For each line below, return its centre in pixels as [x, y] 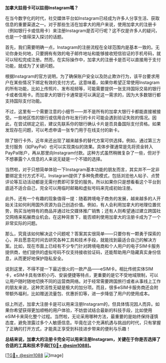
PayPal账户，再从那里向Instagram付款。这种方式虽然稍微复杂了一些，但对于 [83, 153]
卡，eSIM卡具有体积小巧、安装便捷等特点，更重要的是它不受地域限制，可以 [82, 275]
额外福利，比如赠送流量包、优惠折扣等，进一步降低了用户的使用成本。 [81, 294]
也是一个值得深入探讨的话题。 [35, 37]
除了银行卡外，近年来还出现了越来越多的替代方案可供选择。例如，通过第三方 [83, 141]
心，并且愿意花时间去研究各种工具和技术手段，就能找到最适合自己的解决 [79, 240]
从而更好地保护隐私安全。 [40, 258]
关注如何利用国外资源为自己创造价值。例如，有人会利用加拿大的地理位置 [83, 205]
